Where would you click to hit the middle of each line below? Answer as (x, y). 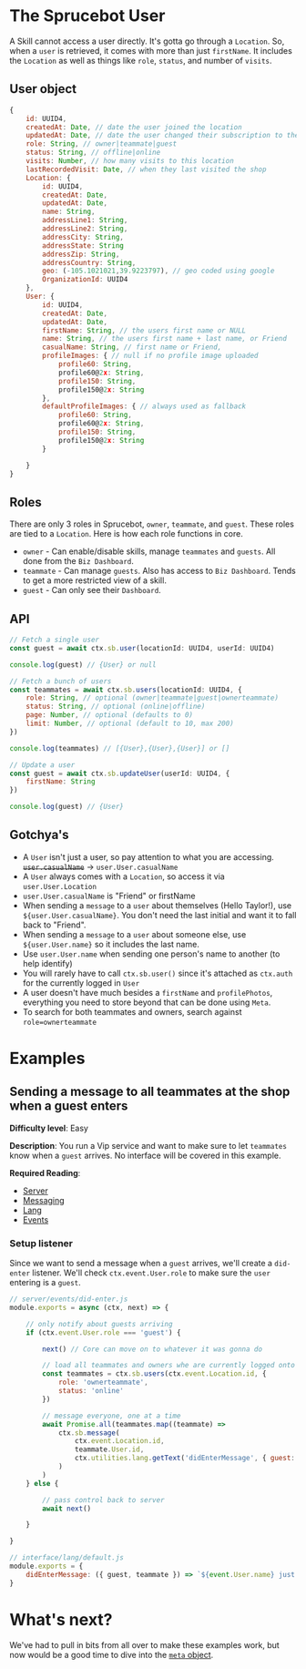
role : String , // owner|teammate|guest (102, 144)
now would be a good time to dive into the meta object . (112, 1654)
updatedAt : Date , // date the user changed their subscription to (154, 136)
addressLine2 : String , (85, 229)
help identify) (47, 963)
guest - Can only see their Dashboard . (92, 590)
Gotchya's (40, 835)
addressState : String (83, 246)
